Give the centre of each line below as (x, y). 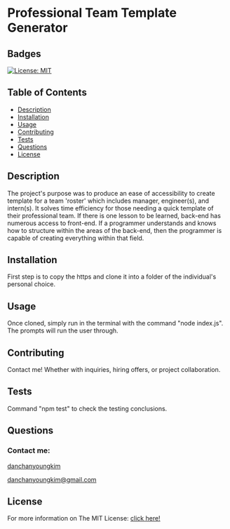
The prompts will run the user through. (63, 330)
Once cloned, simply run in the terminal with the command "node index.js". (115, 323)
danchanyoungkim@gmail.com (52, 479)
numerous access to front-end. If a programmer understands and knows (112, 223)
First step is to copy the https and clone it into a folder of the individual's (112, 277)
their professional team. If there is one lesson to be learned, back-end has (114, 215)
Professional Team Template (92, 13)
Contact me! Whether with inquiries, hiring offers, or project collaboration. (114, 370)
